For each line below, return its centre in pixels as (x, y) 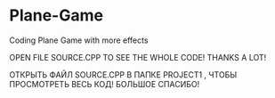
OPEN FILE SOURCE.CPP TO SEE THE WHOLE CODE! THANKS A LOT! (138, 57)
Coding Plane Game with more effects (79, 40)
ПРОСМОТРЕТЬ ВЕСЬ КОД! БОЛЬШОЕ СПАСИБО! (105, 84)
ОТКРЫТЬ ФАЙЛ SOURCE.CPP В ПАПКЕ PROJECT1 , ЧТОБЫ (123, 74)
